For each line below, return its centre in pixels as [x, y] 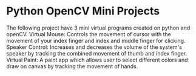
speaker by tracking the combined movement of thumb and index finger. [97, 53]
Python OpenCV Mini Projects [83, 11]
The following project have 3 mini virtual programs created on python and [98, 28]
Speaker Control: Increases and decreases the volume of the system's [94, 47]
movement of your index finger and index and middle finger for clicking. [96, 40]
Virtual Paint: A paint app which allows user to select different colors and [97, 60]
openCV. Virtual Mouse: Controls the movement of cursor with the [89, 34]
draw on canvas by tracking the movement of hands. [72, 66]
